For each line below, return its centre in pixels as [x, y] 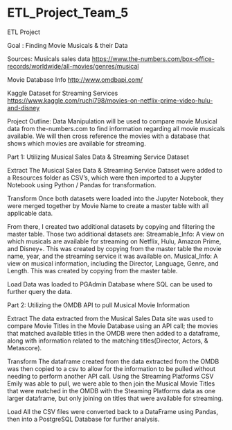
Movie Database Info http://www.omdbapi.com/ [75, 79]
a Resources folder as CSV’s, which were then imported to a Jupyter [105, 178]
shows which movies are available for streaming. [77, 143]
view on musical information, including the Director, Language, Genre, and [113, 263]
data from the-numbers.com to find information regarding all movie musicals [116, 128]
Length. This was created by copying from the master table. [92, 270]
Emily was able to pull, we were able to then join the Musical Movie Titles [111, 384]
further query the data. [40, 291]
